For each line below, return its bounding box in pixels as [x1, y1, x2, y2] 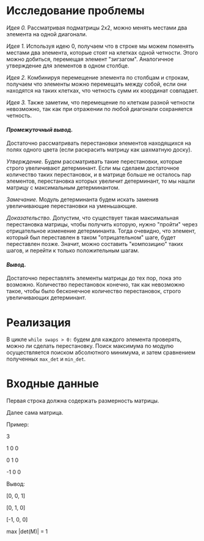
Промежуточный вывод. [6, 126, 73, 133]
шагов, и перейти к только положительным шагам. [6, 247, 139, 255]
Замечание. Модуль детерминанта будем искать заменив [6, 196, 159, 203]
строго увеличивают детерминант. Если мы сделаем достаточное [6, 164, 180, 172]
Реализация [6, 315, 71, 329]
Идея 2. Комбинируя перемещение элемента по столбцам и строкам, [6, 74, 189, 81]
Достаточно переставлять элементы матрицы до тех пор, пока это [6, 274, 182, 282]
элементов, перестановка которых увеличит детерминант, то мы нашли [6, 177, 195, 185]
